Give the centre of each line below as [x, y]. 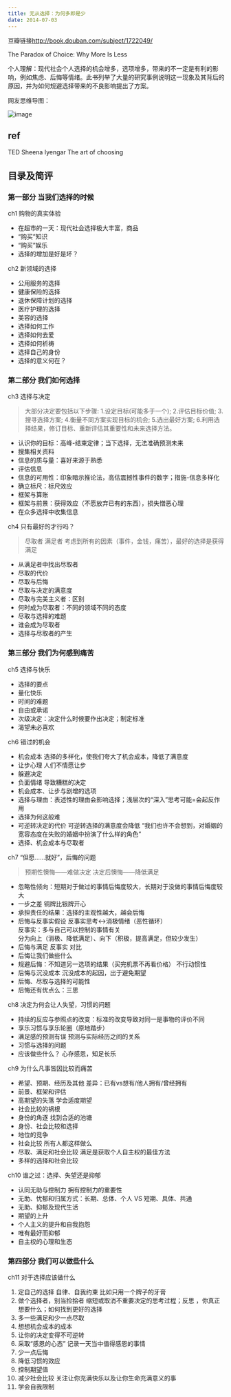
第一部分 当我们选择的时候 [51, 197]
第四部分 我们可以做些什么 [51, 1261]
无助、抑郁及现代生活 [48, 1207]
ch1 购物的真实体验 [34, 213]
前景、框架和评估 [42, 1091]
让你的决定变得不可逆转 [51, 1335]
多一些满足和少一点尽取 [51, 1318]
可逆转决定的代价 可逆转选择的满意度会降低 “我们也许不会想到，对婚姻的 [120, 825]
